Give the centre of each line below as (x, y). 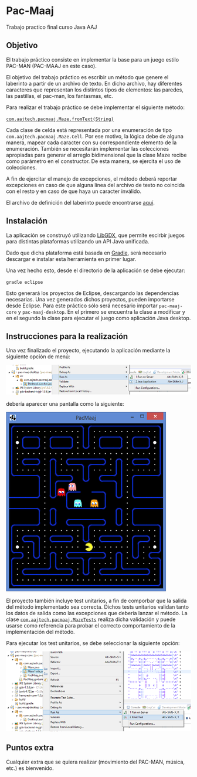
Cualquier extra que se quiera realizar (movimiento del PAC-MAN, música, (96, 762)
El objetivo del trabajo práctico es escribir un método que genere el (87, 77)
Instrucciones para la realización (67, 336)
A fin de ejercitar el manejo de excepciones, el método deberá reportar (92, 179)
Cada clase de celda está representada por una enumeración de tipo (89, 130)
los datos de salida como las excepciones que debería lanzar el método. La (97, 613)
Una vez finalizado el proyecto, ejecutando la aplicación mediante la (88, 351)
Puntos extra (30, 748)
